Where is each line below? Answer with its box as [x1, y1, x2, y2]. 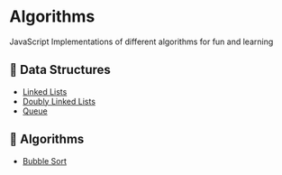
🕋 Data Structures [9, 62, 111, 78]
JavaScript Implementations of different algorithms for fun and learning [9, 36, 274, 47]
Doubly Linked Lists [22, 96, 96, 106]
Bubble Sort [22, 155, 68, 166]
